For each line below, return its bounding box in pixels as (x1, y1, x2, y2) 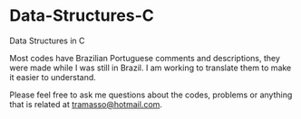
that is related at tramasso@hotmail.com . (9, 98, 163, 109)
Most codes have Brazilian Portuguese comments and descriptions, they (9, 52, 281, 63)
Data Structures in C (9, 35, 85, 46)
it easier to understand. (9, 71, 97, 82)
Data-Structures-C (9, 5, 154, 26)
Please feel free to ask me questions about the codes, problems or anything (9, 89, 293, 100)
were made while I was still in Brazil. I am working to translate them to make (9, 62, 292, 73)
